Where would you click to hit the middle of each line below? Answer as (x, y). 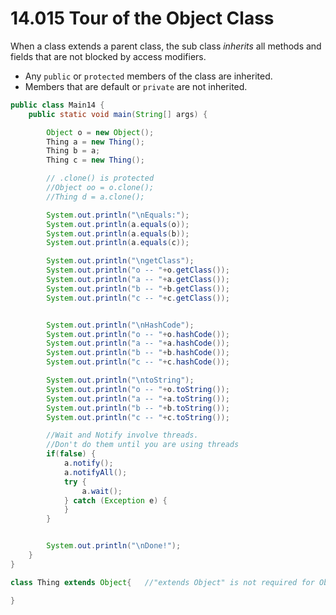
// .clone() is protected (100, 178)
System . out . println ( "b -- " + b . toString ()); (138, 408)
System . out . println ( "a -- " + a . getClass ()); (138, 280)
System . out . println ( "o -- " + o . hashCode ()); (138, 334)
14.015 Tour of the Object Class (142, 18)
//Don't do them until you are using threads (143, 445)
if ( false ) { (71, 454)
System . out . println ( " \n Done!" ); (114, 546)
